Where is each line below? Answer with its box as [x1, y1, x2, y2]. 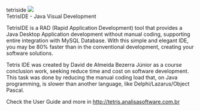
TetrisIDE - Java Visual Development [6, 13, 97, 20]
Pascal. [6, 87, 25, 94]
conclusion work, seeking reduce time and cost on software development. [6, 67, 189, 75]
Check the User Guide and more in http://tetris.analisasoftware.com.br [6, 98, 180, 105]
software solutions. [6, 50, 54, 57]
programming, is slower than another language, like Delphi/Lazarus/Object [6, 81, 190, 87]
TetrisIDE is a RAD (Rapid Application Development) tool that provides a [6, 24, 183, 31]
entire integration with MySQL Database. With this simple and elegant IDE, [6, 37, 189, 44]
